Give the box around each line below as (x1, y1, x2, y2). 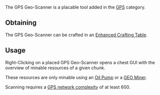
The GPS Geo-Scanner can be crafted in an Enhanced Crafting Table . (5, 32, 148, 38)
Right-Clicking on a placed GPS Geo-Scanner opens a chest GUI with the (5, 59, 156, 65)
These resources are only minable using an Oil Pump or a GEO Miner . (5, 74, 147, 80)
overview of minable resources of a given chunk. (5, 65, 106, 71)
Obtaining (5, 18, 37, 27)
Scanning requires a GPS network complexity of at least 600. (5, 84, 131, 90)
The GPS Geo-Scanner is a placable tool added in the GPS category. (5, 4, 146, 10)
